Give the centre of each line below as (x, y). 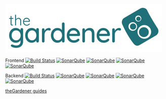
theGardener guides (26, 91)
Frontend (15, 60)
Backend (14, 76)
